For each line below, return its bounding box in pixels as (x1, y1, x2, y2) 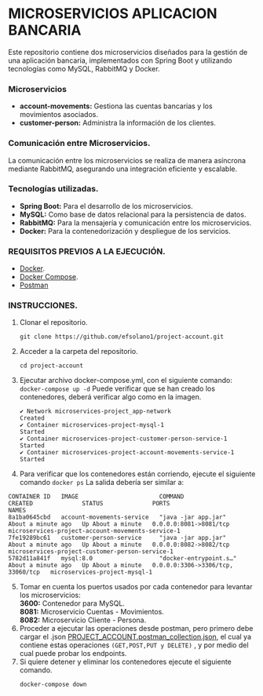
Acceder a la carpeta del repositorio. (19, 347, 139, 356)
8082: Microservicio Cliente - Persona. (19, 615, 147, 625)
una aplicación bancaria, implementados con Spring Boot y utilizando (8, 56, 233, 65)
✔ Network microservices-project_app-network (19, 407, 171, 416)
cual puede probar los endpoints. (19, 649, 127, 658)
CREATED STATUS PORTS (8, 500, 170, 508)
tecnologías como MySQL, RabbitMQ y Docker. (8, 64, 160, 73)
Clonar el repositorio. (19, 318, 88, 327)
